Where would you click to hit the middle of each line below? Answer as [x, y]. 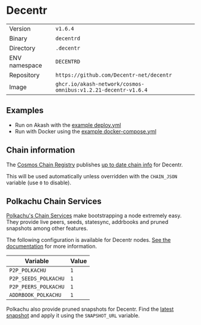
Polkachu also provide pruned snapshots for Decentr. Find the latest [90, 309]
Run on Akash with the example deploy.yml [68, 125]
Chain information [41, 150]
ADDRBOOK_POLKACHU [35, 295]
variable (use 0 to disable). [39, 183]
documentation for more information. [52, 247]
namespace [26, 65]
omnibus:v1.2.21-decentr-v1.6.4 [101, 90]
